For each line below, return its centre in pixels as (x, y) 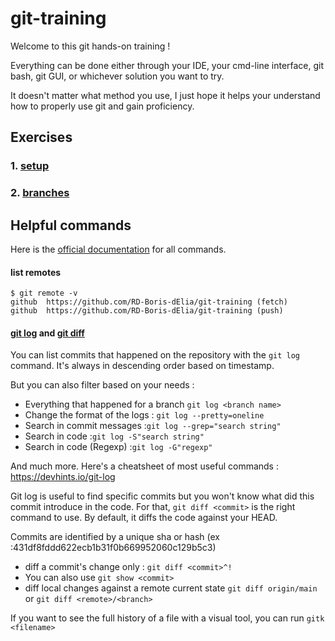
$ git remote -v (44, 293)
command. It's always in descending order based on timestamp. (142, 366)
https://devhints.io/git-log (63, 477)
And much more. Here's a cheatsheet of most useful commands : (144, 466)
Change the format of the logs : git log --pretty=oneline (144, 415)
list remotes (36, 272)
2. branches (40, 193)
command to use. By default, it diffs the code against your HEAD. (144, 518)
